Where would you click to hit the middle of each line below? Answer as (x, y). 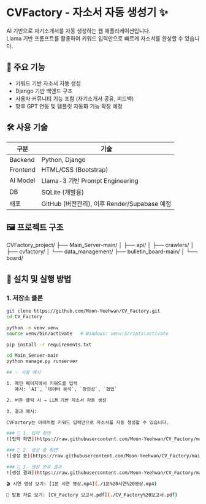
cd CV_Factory (25, 316)
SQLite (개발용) (63, 192)
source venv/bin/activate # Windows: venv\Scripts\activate (87, 334)
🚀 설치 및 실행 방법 (39, 279)
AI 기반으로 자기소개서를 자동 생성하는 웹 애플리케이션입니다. (78, 31)
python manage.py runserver (42, 361)
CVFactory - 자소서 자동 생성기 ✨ (87, 13)
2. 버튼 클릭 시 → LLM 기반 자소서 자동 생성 (56, 400)
